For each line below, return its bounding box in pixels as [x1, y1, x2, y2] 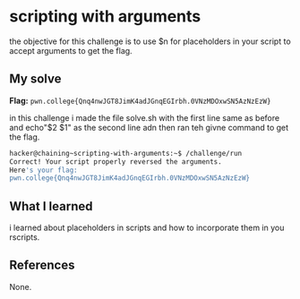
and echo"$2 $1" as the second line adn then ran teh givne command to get [9, 122, 289, 132]
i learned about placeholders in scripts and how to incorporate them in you [9, 222, 285, 234]
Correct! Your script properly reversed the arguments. [9, 157, 222, 167]
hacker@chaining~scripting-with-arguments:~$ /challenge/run [9, 149, 243, 158]
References [9, 258, 75, 273]
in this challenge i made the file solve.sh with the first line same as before [9, 112, 280, 123]
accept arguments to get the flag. [9, 45, 133, 56]
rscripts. [9, 232, 40, 243]
